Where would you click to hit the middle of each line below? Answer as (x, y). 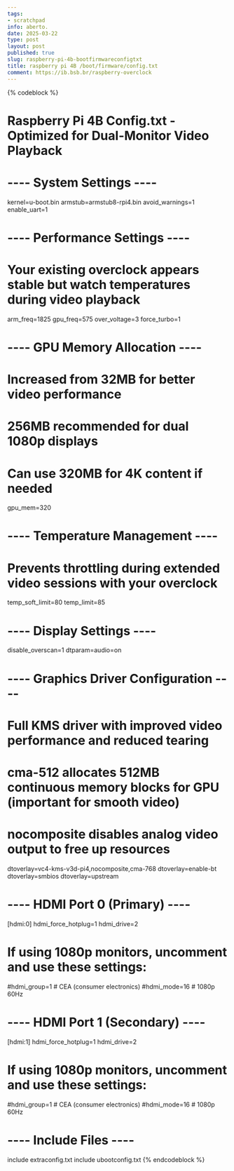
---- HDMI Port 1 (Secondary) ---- (106, 1022)
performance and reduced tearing (108, 740)
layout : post (26, 46)
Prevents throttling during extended (114, 568)
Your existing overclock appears (103, 270)
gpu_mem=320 (29, 508)
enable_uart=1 (27, 209)
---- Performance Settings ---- (99, 237)
